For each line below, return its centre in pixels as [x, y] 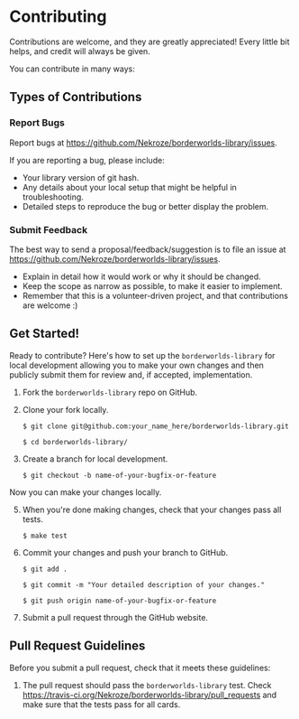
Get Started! [44, 334]
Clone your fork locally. [65, 409]
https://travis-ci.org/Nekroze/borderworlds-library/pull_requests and [149, 695]
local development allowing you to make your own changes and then [136, 365]
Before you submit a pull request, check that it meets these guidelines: [140, 668]
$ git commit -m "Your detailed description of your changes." [144, 584]
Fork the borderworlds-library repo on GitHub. [110, 392]
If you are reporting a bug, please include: [87, 160]
